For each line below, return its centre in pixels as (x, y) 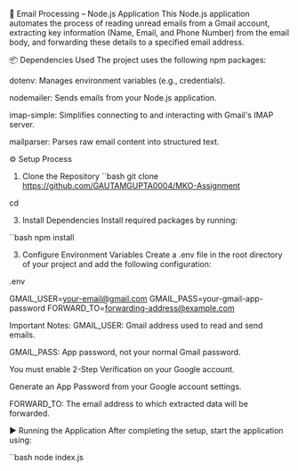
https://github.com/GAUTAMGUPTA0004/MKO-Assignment (131, 186)
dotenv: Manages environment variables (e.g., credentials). (117, 81)
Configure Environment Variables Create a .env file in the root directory (152, 255)
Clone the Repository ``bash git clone (90, 176)
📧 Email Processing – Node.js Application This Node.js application (130, 14)
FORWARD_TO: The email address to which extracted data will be (129, 404)
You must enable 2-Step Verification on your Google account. (122, 369)
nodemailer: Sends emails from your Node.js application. (113, 97)
